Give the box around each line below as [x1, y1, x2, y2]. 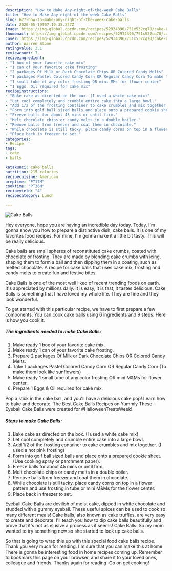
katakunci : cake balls [5, 165, 54, 170]
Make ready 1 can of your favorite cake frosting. [12, 347, 114, 353]
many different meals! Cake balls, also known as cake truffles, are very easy [5, 511, 166, 518]
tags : [5, 146, 17, 151]
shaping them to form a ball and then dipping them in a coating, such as [5, 259, 157, 265]
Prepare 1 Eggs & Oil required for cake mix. [12, 385, 103, 391]
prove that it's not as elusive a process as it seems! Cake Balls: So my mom [5, 522, 164, 528]
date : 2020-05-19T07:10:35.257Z [5, 22, 74, 27]
